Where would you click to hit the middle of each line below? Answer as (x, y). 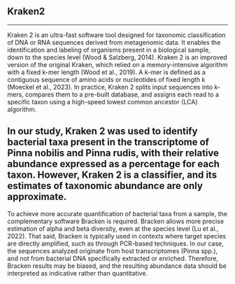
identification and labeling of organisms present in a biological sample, (109, 50)
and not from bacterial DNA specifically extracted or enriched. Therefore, (113, 258)
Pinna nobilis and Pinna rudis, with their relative (113, 153)
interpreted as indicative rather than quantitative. (78, 273)
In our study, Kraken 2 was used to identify (102, 131)
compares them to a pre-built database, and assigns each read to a (122, 94)
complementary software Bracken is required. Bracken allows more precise (116, 221)
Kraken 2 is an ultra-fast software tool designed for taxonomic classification (116, 35)
